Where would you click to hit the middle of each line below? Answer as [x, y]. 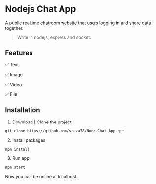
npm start [15, 167]
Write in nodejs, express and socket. [54, 37]
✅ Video [14, 84]
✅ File [11, 94]
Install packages [29, 140]
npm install [17, 149]
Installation [23, 110]
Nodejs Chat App [41, 9]
